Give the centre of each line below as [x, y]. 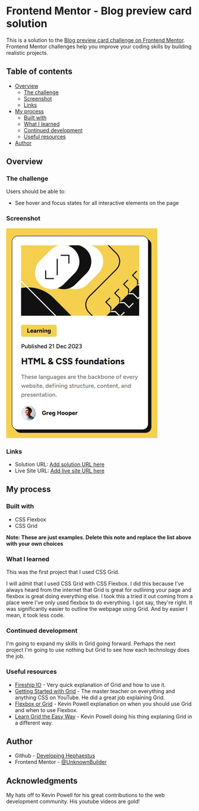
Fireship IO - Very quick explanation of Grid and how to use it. [90, 685]
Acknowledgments [42, 781]
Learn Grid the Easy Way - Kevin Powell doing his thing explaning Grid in [103, 716]
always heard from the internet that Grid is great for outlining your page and [99, 590]
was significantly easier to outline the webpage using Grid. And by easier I [97, 609]
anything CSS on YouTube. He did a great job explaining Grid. [90, 697]
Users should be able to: [36, 191]
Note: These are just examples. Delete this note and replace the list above [99, 537]
